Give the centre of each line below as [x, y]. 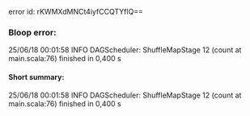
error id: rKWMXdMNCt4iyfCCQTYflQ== [76, 12]
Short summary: [36, 77]
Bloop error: [32, 32]
